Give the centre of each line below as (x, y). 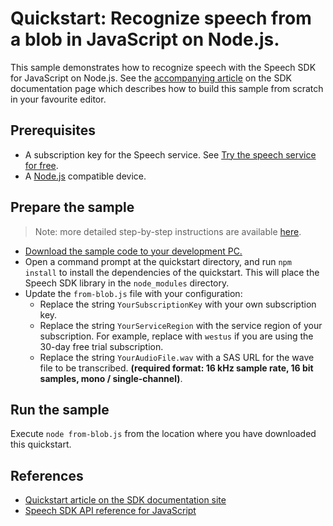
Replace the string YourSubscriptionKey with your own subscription (178, 304)
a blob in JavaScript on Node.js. (145, 39)
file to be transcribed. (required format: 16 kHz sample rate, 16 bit (176, 368)
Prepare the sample (72, 207)
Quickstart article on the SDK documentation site (125, 500)
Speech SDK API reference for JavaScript (110, 511)
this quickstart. (41, 444)
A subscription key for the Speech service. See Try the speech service (170, 154)
